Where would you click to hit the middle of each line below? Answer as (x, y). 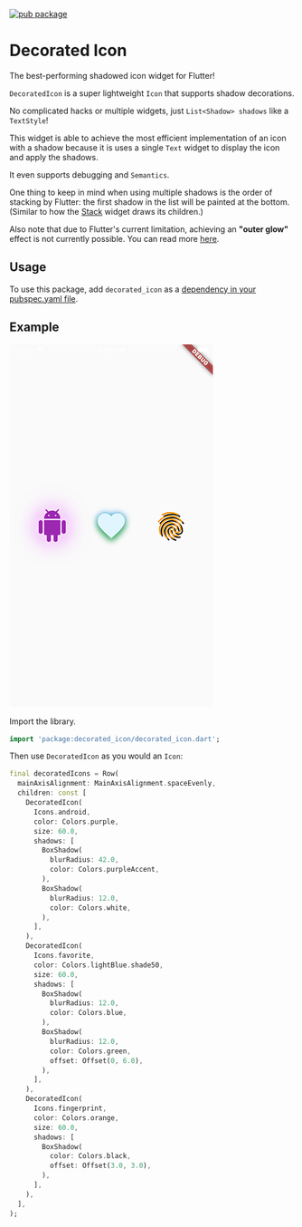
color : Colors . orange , (76, 1118)
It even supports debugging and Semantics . (90, 174)
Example (34, 328)
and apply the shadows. (54, 157)
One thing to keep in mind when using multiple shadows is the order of (141, 192)
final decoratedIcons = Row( (64, 774)
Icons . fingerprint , (70, 1109)
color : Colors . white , (90, 908)
